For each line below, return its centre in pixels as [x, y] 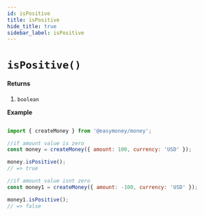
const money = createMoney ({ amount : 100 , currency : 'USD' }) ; [100, 150]
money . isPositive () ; [37, 162]
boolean [28, 99]
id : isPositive [29, 13]
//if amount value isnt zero [49, 181]
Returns [19, 84]
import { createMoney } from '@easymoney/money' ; [80, 131]
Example [20, 112]
